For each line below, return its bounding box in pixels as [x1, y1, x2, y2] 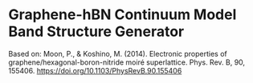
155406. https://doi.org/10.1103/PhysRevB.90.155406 [8, 65, 182, 75]
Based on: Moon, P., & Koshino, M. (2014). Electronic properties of [8, 49, 227, 58]
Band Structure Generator [8, 22, 185, 41]
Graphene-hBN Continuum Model [8, 6, 237, 24]
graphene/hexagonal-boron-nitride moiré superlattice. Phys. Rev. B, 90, [8, 57, 246, 67]
